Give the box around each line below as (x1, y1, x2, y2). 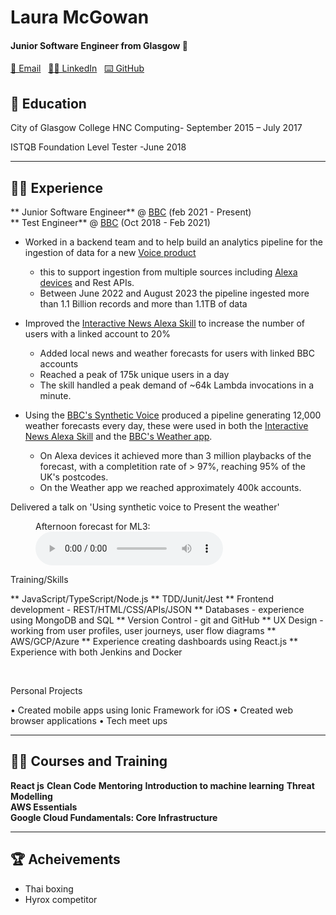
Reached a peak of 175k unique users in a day (39, 369, 230, 381)
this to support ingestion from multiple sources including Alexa (39, 266, 298, 278)
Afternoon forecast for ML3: (35, 521, 151, 533)
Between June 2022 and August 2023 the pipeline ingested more (39, 287, 310, 300)
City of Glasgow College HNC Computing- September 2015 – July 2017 (10, 122, 303, 134)
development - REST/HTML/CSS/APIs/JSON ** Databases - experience (10, 604, 305, 616)
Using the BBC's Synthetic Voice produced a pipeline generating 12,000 (24, 409, 322, 421)
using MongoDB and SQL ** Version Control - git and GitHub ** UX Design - (10, 614, 324, 626)
